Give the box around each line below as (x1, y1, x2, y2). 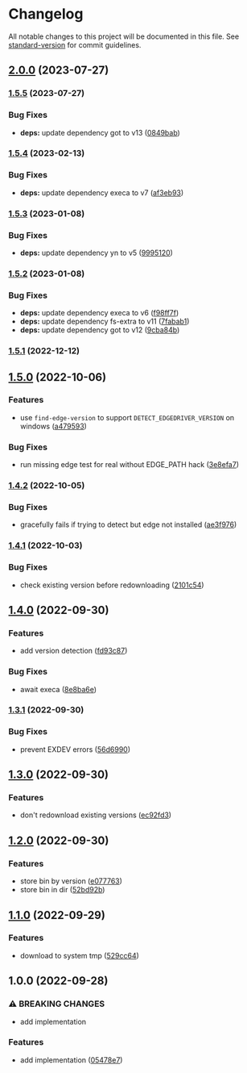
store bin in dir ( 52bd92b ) (19, 885, 105, 895)
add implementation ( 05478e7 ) (19, 1054, 123, 1065)
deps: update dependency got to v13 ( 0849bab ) (19, 127, 181, 137)
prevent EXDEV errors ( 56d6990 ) (19, 744, 131, 754)
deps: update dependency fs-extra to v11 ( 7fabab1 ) (19, 316, 190, 327)
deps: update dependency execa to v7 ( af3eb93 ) (19, 187, 184, 198)
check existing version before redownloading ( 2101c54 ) (19, 580, 204, 590)
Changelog (8, 5, 84, 23)
